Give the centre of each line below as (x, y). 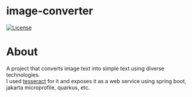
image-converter (50, 11)
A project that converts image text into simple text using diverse (85, 68)
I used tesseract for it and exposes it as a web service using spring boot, (96, 81)
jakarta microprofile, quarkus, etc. (48, 87)
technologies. (23, 75)
